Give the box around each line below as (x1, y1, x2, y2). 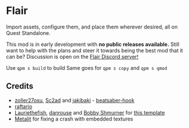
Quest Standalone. (6, 29, 51, 36)
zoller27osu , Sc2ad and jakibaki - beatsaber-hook (14, 97, 135, 104)
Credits (6, 81, 34, 91)
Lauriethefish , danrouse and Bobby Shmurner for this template (14, 109, 165, 116)
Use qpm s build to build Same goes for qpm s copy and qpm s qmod (6, 64, 167, 71)
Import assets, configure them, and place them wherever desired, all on (6, 23, 178, 30)
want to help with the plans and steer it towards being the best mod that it (6, 47, 183, 54)
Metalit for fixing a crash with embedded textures (14, 115, 134, 122)
